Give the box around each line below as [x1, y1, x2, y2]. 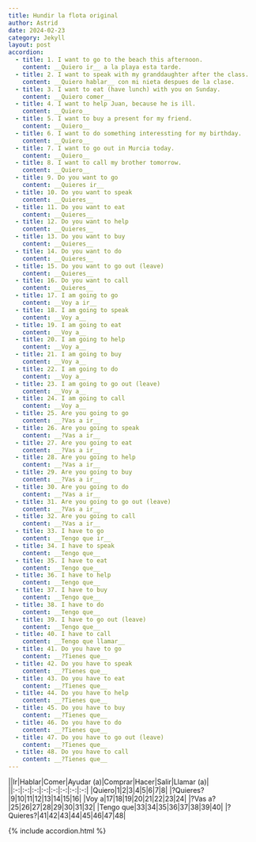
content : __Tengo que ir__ [22, 535, 111, 543]
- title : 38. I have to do [15, 600, 104, 608]
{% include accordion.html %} [8, 826, 107, 836]
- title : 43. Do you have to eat [15, 674, 126, 682]
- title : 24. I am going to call [15, 394, 126, 402]
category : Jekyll [8, 33, 66, 42]
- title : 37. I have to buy [15, 586, 108, 594]
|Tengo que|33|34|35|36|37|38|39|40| [96, 802, 224, 812]
